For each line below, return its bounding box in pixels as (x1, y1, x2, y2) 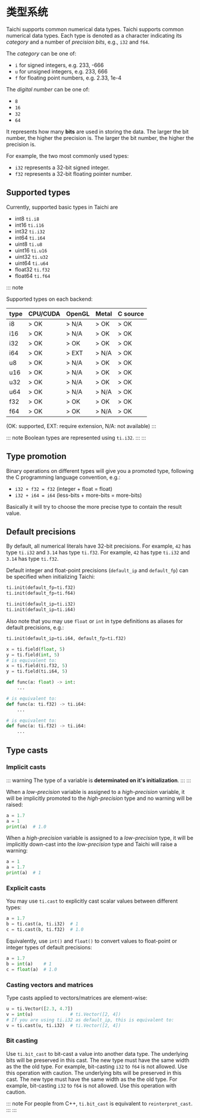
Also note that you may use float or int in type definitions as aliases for (6, 617, 183, 625)
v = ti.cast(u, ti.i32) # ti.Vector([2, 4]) (6, 1022, 121, 1028)
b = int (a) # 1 (6, 961, 52, 967)
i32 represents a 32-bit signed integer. (14, 164, 110, 171)
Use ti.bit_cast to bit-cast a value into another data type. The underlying (6, 1050, 189, 1057)
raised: (6, 801, 23, 808)
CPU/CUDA (28, 309, 61, 317)
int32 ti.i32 (14, 228, 46, 235)
